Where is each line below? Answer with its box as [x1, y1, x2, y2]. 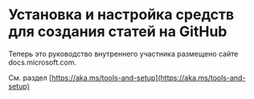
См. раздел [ [8, 73, 52, 82]
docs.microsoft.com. [8, 57, 77, 67]
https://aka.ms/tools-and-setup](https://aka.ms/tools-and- [51, 73, 246, 82]
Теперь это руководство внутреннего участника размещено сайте [8, 49, 239, 58]
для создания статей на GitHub [8, 22, 227, 41]
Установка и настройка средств [8, 6, 235, 24]
